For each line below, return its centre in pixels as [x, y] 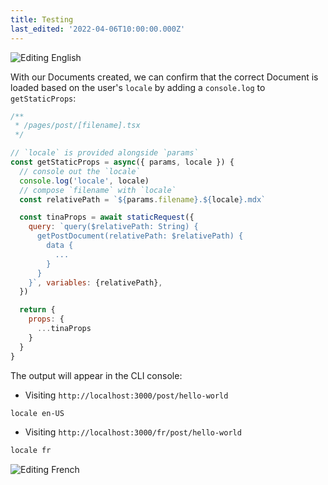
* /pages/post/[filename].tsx [77, 126]
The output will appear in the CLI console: [96, 375]
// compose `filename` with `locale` [98, 190]
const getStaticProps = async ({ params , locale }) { [122, 162]
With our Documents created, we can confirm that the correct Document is [164, 77]
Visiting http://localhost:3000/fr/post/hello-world [133, 432]
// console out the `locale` [80, 171]
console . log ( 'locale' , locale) [84, 181]
